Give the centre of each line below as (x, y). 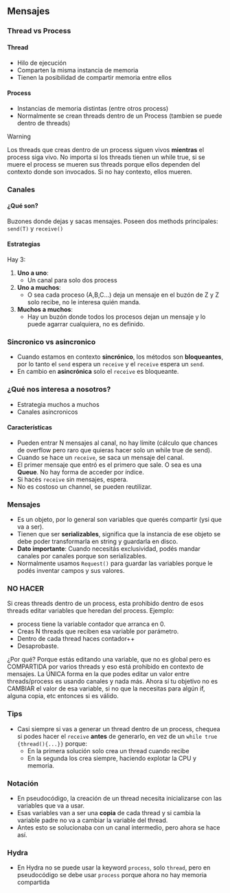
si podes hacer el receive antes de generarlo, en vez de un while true (117, 736)
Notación (23, 783)
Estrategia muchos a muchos (58, 404)
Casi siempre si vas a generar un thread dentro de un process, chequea (119, 728)
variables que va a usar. (50, 806)
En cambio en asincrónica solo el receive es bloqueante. (98, 372)
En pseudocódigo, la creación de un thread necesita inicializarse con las (119, 799)
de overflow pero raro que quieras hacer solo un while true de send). (114, 450)
